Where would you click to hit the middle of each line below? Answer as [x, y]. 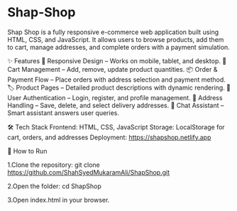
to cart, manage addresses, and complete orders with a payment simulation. [119, 47]
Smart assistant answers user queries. [63, 113]
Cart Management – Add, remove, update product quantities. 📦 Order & [112, 69]
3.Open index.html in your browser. [59, 200]
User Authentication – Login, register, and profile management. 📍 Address [115, 97]
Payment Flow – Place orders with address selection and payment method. [116, 80]
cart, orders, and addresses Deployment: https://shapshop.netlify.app [109, 137]
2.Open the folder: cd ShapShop [54, 186]
